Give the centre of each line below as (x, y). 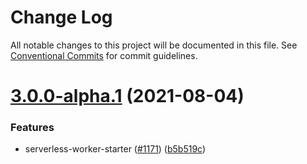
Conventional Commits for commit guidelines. (104, 55)
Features (32, 128)
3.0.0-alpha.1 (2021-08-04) (127, 96)
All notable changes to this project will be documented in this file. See (154, 45)
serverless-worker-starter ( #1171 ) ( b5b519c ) (115, 149)
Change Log (61, 17)
